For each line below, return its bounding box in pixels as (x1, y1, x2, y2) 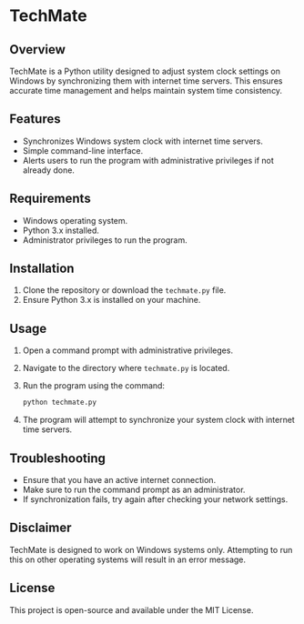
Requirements (9, 191, 91, 206)
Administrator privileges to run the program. (22, 234, 188, 246)
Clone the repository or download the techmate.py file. (22, 285, 227, 296)
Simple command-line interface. (22, 145, 144, 156)
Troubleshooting (9, 450, 106, 466)
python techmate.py (22, 398, 97, 408)
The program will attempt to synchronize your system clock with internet (22, 415, 296, 426)
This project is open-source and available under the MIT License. (9, 604, 254, 615)
